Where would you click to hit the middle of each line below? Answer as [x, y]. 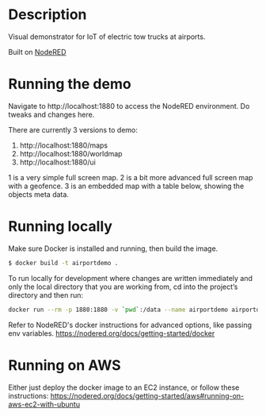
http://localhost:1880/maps [64, 145]
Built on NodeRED [37, 52]
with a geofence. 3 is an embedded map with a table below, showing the [126, 186]
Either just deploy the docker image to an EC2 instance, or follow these [124, 387]
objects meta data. [39, 194]
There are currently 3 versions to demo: [73, 129]
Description [47, 15]
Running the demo [70, 84]
